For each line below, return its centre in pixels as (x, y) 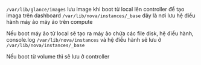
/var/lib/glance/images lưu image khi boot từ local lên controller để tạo (95, 9)
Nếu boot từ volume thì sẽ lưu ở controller (58, 56)
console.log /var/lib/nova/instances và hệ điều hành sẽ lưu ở (84, 40)
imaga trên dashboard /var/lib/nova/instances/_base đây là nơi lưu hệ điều (101, 16)
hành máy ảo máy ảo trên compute (49, 22)
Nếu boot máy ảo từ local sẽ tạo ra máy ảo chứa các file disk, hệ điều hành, (100, 33)
